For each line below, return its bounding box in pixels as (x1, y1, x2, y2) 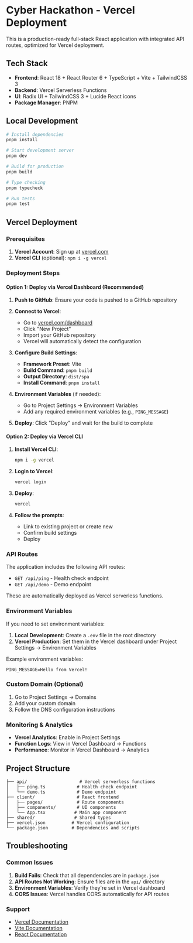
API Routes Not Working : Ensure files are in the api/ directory (14, 878, 165, 885)
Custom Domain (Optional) (6, 680, 84, 688)
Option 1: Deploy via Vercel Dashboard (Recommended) (6, 283, 144, 291)
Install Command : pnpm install (23, 379, 101, 387)
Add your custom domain (14, 699, 76, 706)
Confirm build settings (23, 529, 77, 536)
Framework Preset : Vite (23, 361, 82, 368)
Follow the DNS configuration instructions (14, 706, 115, 713)
